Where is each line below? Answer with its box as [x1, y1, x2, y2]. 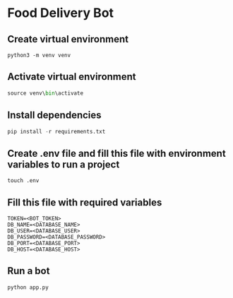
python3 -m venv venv [7, 52, 71, 59]
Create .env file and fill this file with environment [7, 147, 226, 160]
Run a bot [7, 265, 50, 277]
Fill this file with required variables [7, 196, 162, 208]
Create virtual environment [7, 33, 129, 45]
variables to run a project [7, 158, 120, 170]
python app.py [7, 284, 49, 291]
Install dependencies [7, 109, 102, 121]
